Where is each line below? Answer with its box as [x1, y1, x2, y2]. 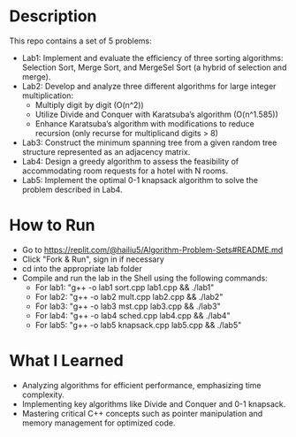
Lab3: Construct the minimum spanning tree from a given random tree [21, 137, 277, 148]
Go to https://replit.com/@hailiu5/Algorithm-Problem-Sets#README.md [21, 244, 284, 255]
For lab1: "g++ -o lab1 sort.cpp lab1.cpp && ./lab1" [34, 281, 215, 293]
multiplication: [21, 90, 73, 101]
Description [9, 6, 97, 27]
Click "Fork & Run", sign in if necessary [21, 254, 165, 264]
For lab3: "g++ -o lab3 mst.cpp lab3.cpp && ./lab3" [34, 301, 221, 311]
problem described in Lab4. [21, 184, 123, 195]
